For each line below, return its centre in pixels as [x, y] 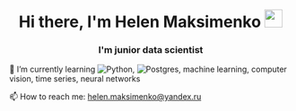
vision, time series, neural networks [75, 79]
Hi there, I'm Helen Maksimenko [140, 22]
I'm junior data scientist [151, 50]
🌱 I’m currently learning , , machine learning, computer [148, 69]
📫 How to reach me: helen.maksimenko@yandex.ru [105, 97]
